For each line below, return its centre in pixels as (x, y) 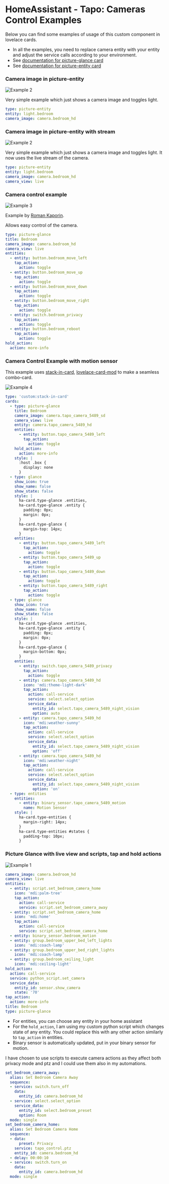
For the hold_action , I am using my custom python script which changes (88, 1026)
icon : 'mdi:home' (33, 917)
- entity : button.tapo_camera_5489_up (60, 557)
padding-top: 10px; (44, 836)
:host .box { (32, 463)
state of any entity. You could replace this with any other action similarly (88, 1032)
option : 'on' (46, 789)
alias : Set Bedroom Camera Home (44, 1130)
